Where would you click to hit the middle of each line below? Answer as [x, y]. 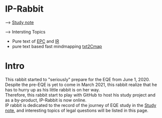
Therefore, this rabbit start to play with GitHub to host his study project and [80, 95]
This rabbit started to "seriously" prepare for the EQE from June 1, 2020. [78, 79]
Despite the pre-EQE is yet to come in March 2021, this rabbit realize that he [81, 84]
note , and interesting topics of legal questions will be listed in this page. [77, 110]
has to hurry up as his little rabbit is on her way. [53, 90]
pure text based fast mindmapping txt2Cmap [57, 46]
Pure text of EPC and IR [36, 41]
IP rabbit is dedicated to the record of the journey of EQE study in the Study [81, 105]
